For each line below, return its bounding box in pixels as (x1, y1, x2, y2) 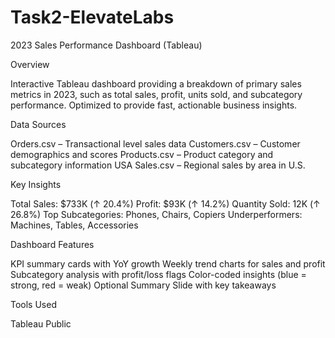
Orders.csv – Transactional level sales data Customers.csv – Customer (10, 137, 301, 150)
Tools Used (10, 298, 57, 310)
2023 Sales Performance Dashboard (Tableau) (10, 39, 203, 51)
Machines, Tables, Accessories (10, 219, 139, 231)
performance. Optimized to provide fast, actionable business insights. (10, 99, 298, 111)
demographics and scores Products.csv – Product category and (10, 148, 274, 160)
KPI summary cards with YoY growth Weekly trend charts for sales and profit (10, 257, 326, 270)
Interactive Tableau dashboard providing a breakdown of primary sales (10, 77, 302, 90)
